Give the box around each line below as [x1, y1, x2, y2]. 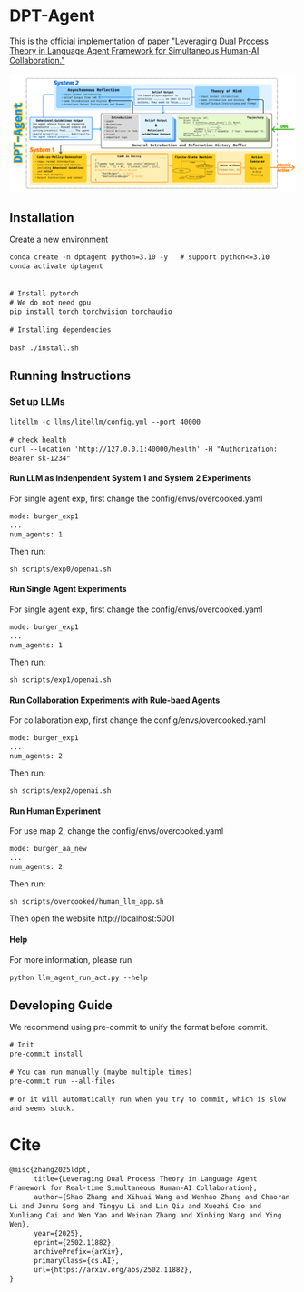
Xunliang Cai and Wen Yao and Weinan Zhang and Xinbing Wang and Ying [9, 1211, 282, 1220]
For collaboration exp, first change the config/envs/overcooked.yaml [9, 715, 266, 726]
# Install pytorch [9, 288, 79, 298]
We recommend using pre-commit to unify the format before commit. [9, 1022, 269, 1033]
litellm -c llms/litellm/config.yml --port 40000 [9, 417, 201, 426]
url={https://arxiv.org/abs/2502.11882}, [33, 1266, 193, 1275]
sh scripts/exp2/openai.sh [9, 786, 112, 796]
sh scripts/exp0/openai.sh [9, 565, 112, 574]
